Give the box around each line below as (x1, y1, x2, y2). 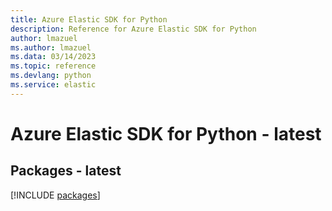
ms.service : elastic (10, 80, 97, 90)
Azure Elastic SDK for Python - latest (10, 122, 322, 145)
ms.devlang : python (10, 71, 92, 81)
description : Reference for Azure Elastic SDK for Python (10, 24, 257, 34)
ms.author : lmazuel (10, 42, 92, 53)
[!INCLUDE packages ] (10, 189, 101, 201)
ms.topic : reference (10, 61, 97, 71)
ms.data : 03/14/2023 (10, 52, 97, 62)
